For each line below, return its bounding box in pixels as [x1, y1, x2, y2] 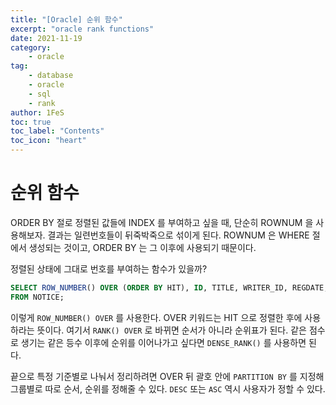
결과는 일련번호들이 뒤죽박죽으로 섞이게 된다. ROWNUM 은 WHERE [47, 229, 310, 241]
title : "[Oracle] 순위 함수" [10, 14, 123, 25]
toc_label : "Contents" [10, 126, 105, 136]
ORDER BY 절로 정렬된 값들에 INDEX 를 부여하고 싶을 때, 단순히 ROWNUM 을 [10, 216, 314, 228]
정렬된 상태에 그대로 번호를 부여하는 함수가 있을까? [10, 262, 208, 275]
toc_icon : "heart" [10, 136, 87, 146]
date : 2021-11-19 [10, 33, 83, 43]
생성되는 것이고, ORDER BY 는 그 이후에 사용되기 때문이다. [28, 241, 257, 253]
